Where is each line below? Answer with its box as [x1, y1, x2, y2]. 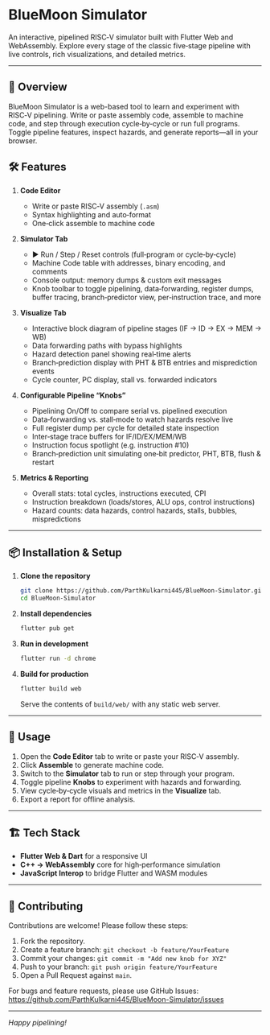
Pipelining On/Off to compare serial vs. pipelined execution [31, 406, 227, 415]
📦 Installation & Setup [8, 546, 123, 559]
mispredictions [31, 513, 82, 524]
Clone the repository [19, 571, 91, 581]
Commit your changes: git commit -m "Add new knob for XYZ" [19, 954, 227, 963]
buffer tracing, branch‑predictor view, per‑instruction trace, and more [31, 292, 261, 302]
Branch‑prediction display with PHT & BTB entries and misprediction [31, 357, 258, 367]
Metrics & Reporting [19, 472, 89, 482]
